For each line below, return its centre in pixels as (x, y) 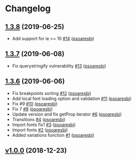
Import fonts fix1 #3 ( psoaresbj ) (44, 125)
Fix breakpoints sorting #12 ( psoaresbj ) (52, 93)
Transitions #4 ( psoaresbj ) (39, 119)
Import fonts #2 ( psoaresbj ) (40, 130)
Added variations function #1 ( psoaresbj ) (53, 135)
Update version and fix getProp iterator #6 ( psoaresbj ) (67, 114)
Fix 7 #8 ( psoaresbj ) (32, 109)
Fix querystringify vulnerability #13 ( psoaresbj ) (59, 66)
